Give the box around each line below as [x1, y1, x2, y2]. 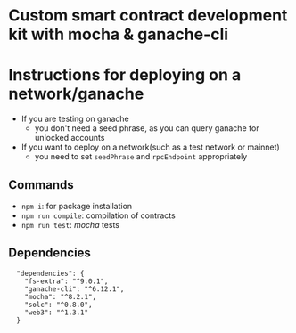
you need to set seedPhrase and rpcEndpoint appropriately [34, 151, 248, 162]
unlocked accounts [34, 133, 105, 143]
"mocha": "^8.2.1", [24, 292, 97, 301]
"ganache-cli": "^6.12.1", [24, 284, 125, 294]
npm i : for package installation [21, 200, 133, 211]
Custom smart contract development [8, 5, 288, 26]
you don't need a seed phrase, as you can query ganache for [34, 123, 259, 134]
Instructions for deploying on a [8, 65, 242, 85]
